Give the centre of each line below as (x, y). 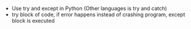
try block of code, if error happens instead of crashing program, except (98, 14)
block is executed (33, 21)
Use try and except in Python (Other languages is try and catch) (89, 8)
